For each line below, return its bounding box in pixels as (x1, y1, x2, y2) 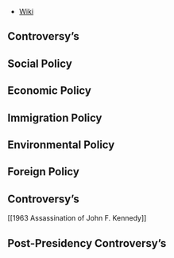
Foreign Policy (7, 165, 80, 178)
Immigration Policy (7, 111, 102, 124)
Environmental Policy (7, 138, 115, 151)
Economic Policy (7, 84, 92, 98)
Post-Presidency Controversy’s (7, 236, 167, 250)
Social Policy (7, 57, 72, 70)
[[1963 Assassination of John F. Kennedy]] (7, 213, 147, 223)
